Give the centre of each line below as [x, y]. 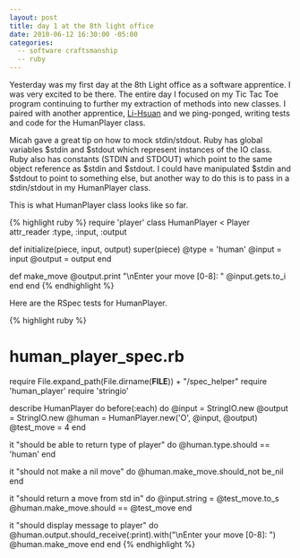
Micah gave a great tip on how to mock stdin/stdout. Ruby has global [136, 140]
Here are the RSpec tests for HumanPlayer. [88, 303]
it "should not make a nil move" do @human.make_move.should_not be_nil [146, 471]
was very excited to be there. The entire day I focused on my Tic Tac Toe [144, 94]
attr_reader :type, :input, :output [68, 232]
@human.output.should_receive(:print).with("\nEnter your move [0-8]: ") [142, 535]
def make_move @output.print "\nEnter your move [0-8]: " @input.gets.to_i [148, 276]
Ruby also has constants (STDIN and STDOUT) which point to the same [141, 159]
